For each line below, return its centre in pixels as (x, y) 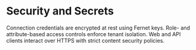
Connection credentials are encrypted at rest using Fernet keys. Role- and (98, 28)
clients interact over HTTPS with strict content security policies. (85, 40)
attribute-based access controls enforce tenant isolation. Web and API (93, 34)
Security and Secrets (60, 11)
